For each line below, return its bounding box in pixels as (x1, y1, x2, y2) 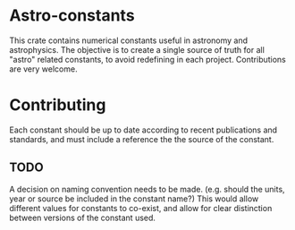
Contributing (9, 95, 106, 115)
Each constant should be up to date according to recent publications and (9, 124, 278, 135)
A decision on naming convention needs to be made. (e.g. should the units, (9, 183, 285, 194)
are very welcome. (9, 64, 78, 74)
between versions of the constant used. (9, 212, 156, 223)
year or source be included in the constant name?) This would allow (9, 193, 259, 204)
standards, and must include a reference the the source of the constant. (9, 133, 274, 144)
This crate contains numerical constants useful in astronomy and (9, 35, 249, 46)
